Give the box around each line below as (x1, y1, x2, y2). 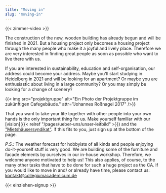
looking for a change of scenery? (5, 86, 73, 92)
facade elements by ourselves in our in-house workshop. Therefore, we (5, 151, 151, 158)
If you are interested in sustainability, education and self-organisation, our (5, 65, 156, 71)
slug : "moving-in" (5, 12, 43, 17)
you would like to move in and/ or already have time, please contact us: (5, 167, 150, 173)
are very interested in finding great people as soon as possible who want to (5, 50, 159, 57)
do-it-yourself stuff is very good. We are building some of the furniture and (5, 146, 158, 152)
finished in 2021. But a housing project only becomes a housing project (5, 40, 150, 46)
